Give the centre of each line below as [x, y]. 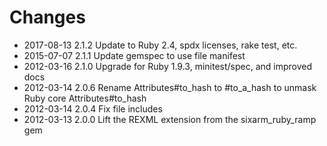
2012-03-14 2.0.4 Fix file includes [93, 108]
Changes [47, 17]
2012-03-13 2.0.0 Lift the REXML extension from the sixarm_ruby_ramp [170, 119]
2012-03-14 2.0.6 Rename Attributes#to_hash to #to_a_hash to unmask [170, 87]
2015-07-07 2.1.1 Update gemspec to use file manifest [134, 55]
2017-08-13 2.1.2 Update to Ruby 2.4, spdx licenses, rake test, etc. [160, 45]
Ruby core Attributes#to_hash [85, 98]
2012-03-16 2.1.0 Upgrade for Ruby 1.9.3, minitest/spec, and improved [168, 66]
